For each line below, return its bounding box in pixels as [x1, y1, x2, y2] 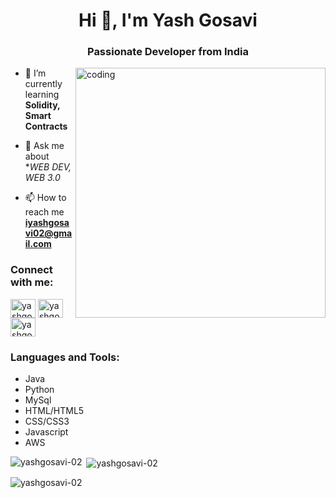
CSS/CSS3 [24, 415, 70, 428]
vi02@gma [24, 227, 73, 239]
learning [24, 89, 60, 101]
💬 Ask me [24, 140, 65, 152]
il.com [24, 238, 52, 250]
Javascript [24, 426, 69, 438]
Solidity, [24, 99, 61, 111]
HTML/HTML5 [24, 405, 85, 417]
